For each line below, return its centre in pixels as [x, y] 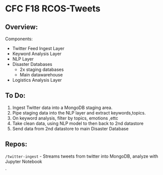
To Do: [15, 95]
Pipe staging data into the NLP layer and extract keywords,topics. [79, 113]
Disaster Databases [32, 64]
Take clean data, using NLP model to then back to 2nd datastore [78, 123]
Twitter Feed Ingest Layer [38, 48]
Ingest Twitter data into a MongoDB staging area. [62, 108]
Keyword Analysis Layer [37, 54]
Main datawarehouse [41, 75]
